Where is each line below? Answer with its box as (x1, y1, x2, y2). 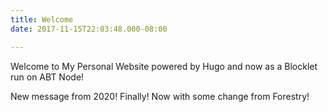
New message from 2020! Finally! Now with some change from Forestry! (10, 90, 310, 102)
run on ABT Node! (10, 71, 85, 83)
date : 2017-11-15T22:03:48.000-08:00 (10, 24, 168, 34)
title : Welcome (10, 14, 74, 25)
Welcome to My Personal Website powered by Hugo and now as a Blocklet (10, 60, 318, 72)
